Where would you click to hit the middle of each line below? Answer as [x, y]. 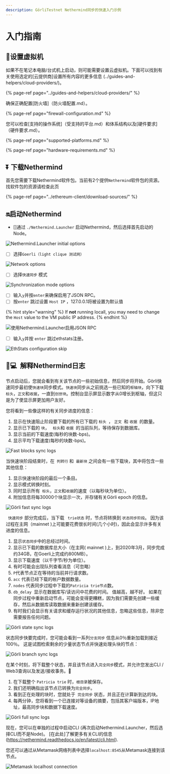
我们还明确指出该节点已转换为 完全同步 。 [54, 688]
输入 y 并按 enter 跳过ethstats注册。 [50, 338]
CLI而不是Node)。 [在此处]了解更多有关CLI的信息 [61, 734]
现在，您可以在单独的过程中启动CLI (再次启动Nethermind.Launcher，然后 [82, 728]
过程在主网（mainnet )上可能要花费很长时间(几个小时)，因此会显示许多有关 [84, 524]
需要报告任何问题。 [33, 617]
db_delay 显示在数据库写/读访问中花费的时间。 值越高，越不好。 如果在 [88, 592]
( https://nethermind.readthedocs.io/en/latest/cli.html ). [62, 740]
